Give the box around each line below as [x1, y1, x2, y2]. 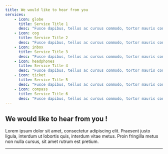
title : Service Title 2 [18, 36, 68, 41]
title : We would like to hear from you [5, 7, 88, 13]
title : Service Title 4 [18, 63, 68, 68]
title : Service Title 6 [18, 91, 68, 96]
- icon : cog [14, 31, 39, 36]
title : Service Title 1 [18, 21, 68, 27]
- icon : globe [14, 17, 43, 22]
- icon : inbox [14, 45, 43, 50]
